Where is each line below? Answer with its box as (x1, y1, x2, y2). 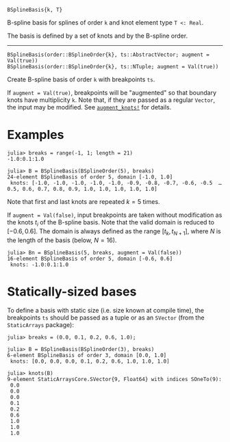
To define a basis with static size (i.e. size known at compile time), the (7, 307, 204, 315)
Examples (7, 127, 64, 143)
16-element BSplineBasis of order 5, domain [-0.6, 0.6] (7, 255, 173, 262)
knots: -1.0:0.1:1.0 (10, 261, 69, 268)
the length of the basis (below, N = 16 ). (7, 236, 117, 244)
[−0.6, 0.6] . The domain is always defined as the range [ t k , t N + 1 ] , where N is (7, 226, 221, 237)
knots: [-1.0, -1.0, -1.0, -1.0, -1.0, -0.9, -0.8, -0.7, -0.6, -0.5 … (10, 179, 222, 186)
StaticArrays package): (7, 321, 74, 329)
